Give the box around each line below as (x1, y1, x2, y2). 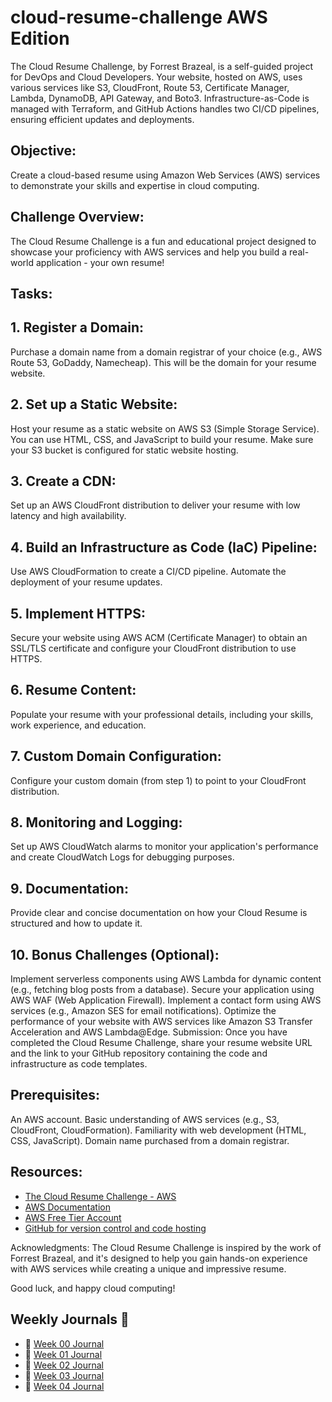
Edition (10, 27, 70, 50)
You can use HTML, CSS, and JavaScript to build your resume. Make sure (10, 433, 314, 445)
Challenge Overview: (10, 209, 145, 226)
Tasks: (10, 285, 53, 302)
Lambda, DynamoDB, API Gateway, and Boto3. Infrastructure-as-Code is (10, 92, 310, 104)
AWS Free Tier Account (24, 1211, 122, 1223)
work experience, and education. (10, 719, 147, 731)
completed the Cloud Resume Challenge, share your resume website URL (10, 1037, 313, 1049)
